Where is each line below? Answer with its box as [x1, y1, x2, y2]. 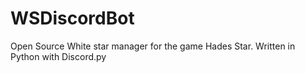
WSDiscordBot [10, 7, 135, 30]
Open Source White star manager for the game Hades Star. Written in [10, 40, 296, 52]
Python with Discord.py [10, 50, 107, 62]
